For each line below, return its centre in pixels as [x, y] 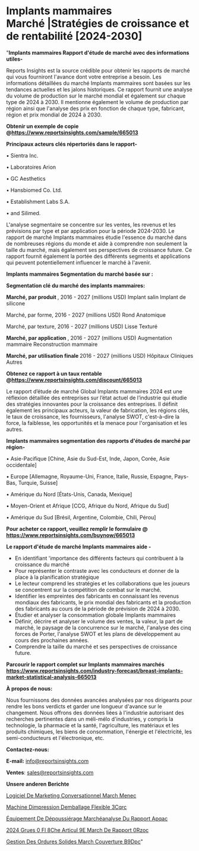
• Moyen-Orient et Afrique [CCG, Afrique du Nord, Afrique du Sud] [88, 506]
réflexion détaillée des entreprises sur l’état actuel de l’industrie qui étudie [97, 398]
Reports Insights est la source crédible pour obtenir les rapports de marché [98, 70]
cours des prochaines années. [52, 640]
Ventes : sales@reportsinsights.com [50, 772]
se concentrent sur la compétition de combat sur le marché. [88, 590]
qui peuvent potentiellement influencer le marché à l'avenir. [79, 262]
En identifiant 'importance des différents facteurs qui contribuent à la [99, 558]
